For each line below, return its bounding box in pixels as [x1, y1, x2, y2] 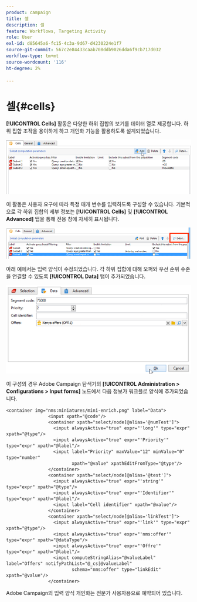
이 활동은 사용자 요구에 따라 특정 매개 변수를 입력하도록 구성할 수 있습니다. [6, 201, 175, 208]
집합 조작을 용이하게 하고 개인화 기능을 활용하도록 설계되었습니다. [12, 127, 161, 135]
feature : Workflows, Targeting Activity [6, 28, 107, 34]
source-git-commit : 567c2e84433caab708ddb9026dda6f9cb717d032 [6, 47, 161, 53]
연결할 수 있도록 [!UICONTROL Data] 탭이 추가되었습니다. [12, 273, 146, 280]
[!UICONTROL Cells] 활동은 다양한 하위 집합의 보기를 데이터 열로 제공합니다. [6, 120, 183, 127]
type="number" [6, 454, 41, 461]
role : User [6, 34, 33, 41]
